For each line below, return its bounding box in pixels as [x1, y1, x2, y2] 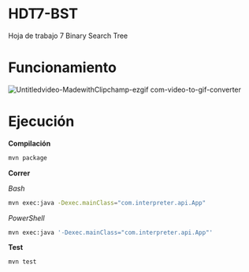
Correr [8, 168, 31, 178]
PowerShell [8, 213, 45, 222]
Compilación [8, 138, 51, 148]
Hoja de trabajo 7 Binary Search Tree [8, 31, 128, 40]
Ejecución [8, 112, 75, 130]
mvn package [8, 153, 47, 162]
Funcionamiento [8, 59, 117, 77]
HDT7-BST [8, 5, 79, 23]
